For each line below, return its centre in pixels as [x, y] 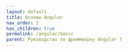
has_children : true [31, 28]
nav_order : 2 [23, 23]
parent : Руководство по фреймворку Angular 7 [64, 39]
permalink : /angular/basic [40, 34]
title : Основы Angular [35, 17]
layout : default [26, 12]
